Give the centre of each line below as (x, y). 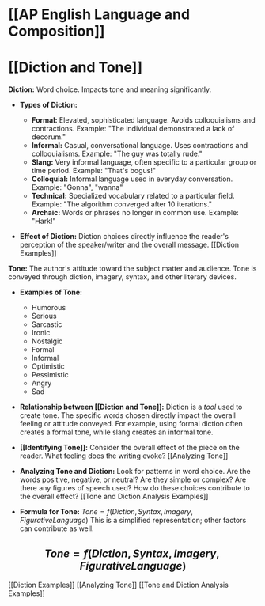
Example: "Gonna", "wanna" (77, 187)
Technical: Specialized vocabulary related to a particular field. (133, 196)
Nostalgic (47, 341)
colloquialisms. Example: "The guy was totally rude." (117, 154)
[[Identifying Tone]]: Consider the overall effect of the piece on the (129, 448)
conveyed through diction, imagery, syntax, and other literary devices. (123, 277)
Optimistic (48, 366)
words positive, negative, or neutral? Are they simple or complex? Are (133, 479)
